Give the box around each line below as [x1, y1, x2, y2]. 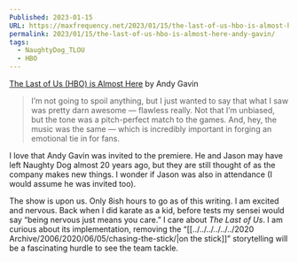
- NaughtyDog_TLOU [17, 46, 86, 55]
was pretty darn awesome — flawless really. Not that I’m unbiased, [30, 105, 275, 115]
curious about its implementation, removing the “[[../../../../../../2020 [9, 224, 255, 235]
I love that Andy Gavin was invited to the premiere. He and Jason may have [9, 150, 284, 160]
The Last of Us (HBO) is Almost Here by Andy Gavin [9, 79, 199, 89]
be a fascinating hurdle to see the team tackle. [9, 243, 179, 253]
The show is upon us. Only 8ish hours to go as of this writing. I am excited [9, 196, 279, 206]
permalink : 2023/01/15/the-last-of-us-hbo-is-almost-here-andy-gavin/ [9, 29, 276, 38]
